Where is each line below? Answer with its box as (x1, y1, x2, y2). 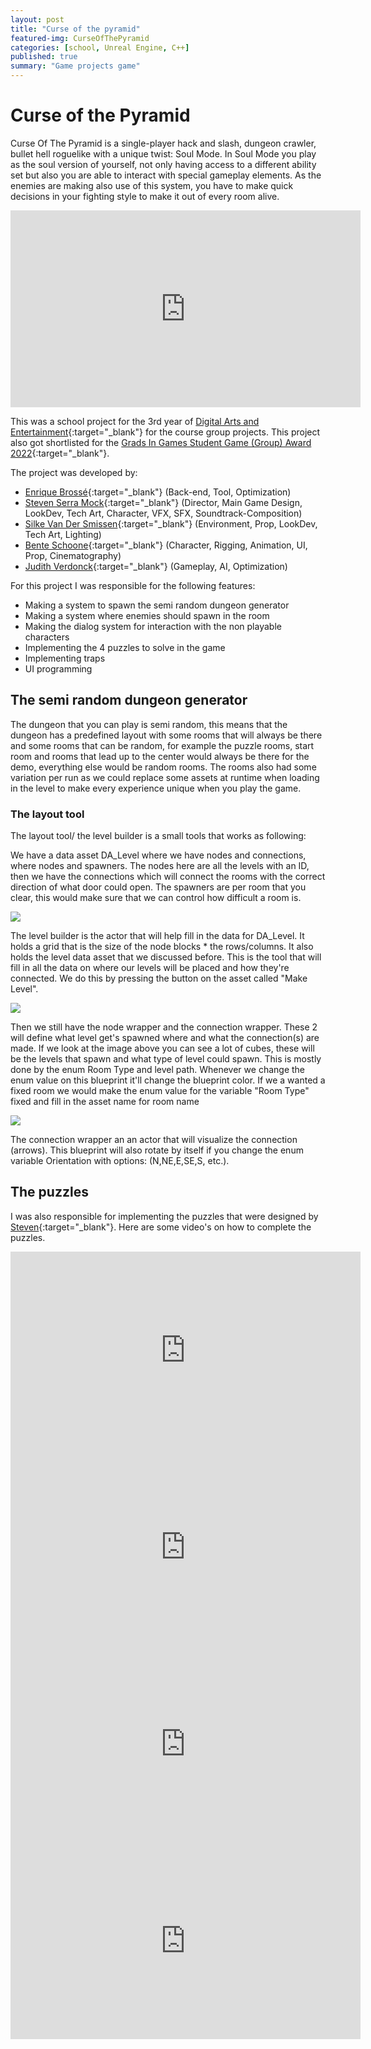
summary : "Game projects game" (10, 61, 141, 71)
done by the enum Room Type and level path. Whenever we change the (10, 1064, 305, 1076)
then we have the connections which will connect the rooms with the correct (10, 871, 326, 883)
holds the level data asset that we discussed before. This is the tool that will (10, 951, 322, 963)
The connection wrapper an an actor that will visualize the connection (10, 1134, 298, 1146)
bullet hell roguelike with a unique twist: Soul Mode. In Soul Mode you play (10, 147, 317, 160)
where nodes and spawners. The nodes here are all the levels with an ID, (10, 860, 310, 872)
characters (24, 631, 70, 643)
